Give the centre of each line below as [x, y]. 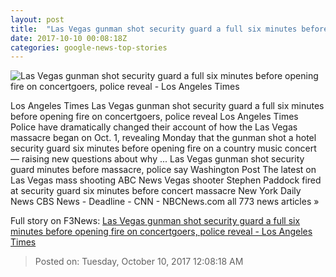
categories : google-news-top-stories [89, 47]
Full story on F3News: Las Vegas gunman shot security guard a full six [155, 221]
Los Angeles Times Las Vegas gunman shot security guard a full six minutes [167, 106]
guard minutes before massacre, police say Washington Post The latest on [163, 170]
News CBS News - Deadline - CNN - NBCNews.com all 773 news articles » [165, 202]
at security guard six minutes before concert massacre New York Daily [156, 191]
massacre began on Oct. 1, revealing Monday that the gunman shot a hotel [163, 138]
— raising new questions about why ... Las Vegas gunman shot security [157, 159]
